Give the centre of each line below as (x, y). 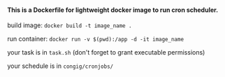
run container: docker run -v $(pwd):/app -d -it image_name (95, 39)
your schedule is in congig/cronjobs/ (60, 66)
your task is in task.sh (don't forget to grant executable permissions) (106, 52)
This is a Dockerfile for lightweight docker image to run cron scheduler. (113, 10)
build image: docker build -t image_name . (70, 25)
